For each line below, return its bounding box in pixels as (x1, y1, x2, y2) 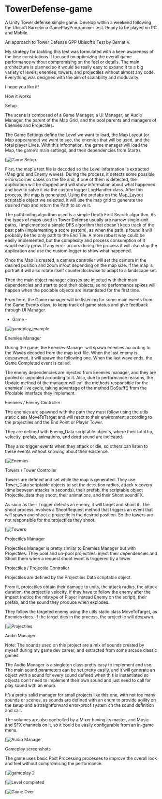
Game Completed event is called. (5, 360, 71, 366)
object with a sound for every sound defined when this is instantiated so (5, 672, 149, 678)
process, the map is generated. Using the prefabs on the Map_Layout (5, 192, 144, 198)
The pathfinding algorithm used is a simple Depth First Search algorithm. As (5, 211, 156, 217)
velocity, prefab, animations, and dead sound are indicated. (5, 434, 123, 440)
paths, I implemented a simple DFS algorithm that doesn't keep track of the (5, 222, 155, 228)
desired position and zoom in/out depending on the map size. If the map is (5, 262, 153, 268)
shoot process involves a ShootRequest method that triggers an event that (5, 507, 153, 512)
